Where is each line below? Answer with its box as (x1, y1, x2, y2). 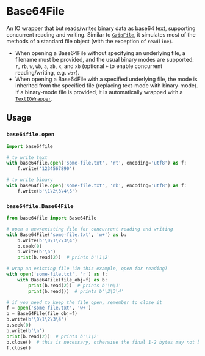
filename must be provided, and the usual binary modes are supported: (15, 56, 194, 63)
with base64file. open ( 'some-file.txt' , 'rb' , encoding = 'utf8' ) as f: (6, 182, 187, 188)
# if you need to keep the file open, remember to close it (6, 299, 163, 305)
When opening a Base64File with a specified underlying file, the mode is (15, 75, 198, 83)
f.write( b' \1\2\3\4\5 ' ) (17, 188, 78, 194)
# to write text (6, 154, 48, 160)
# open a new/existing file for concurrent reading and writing (6, 226, 173, 232)
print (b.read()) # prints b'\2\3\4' (28, 288, 124, 294)
